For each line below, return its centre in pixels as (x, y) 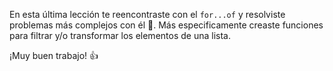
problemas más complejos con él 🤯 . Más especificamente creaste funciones (166, 25)
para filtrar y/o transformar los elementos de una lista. (120, 35)
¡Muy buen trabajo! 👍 (54, 55)
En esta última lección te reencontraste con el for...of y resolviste (147, 14)
